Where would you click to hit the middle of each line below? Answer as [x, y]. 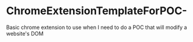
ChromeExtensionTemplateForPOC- [96, 11]
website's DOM [25, 33]
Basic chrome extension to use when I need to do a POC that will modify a [96, 27]
